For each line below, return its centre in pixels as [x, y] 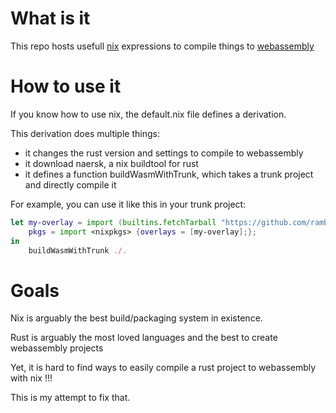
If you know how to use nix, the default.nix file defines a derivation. [148, 114]
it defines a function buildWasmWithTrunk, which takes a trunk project [169, 174]
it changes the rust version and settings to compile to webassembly [164, 153]
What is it [50, 18]
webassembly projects [57, 348]
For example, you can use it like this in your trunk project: [128, 204]
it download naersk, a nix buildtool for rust [111, 163]
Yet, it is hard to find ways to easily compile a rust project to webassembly [163, 368]
